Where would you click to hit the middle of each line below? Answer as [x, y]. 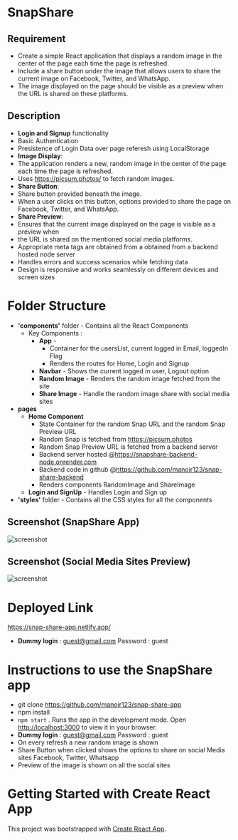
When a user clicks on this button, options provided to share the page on [124, 201]
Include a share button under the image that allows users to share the [119, 71]
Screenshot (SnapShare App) [74, 522]
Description [34, 116]
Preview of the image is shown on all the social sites [94, 765]
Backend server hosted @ [77, 454]
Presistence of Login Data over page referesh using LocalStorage [113, 148]
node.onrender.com [68, 462]
